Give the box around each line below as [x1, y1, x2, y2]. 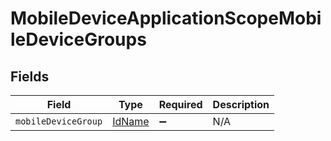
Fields [10, 68, 50, 85]
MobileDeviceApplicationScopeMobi [10, 7, 322, 30]
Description [212, 98, 270, 111]
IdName [112, 115, 150, 128]
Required [158, 98, 203, 111]
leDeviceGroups [10, 28, 147, 51]
